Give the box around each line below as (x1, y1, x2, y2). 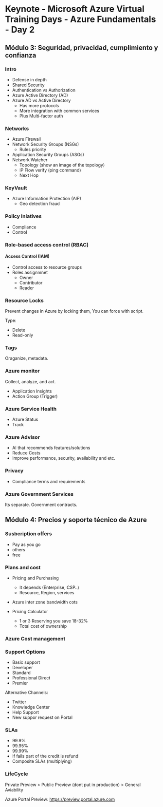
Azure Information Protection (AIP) (12, 196, 82, 202)
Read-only (12, 332, 33, 338)
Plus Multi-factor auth (19, 113, 63, 119)
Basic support (12, 659, 40, 665)
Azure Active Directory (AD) (12, 92, 68, 98)
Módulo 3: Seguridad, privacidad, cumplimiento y (5, 43, 158, 52)
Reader (19, 285, 34, 291)
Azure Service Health (5, 405, 57, 412)
